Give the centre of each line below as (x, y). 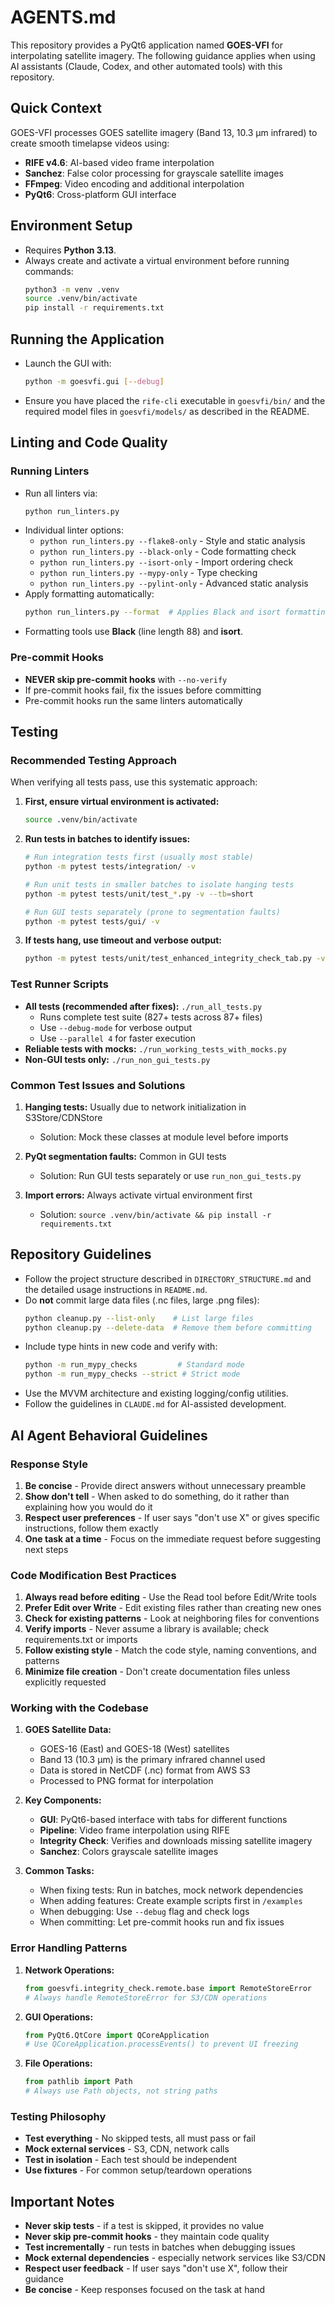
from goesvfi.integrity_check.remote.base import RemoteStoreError (168, 1988)
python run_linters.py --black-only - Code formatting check (168, 552)
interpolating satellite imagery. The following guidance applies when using (163, 55)
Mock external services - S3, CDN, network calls (127, 2149)
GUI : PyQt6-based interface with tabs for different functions (163, 1820)
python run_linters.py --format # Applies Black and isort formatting (177, 612)
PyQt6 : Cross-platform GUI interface (100, 194)
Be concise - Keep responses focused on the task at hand (145, 2290)
